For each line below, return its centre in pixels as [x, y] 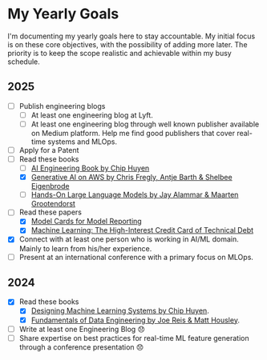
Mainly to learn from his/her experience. [85, 248]
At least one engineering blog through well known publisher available [145, 124]
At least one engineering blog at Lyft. [92, 115]
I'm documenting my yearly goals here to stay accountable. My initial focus [131, 36]
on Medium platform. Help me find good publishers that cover [133, 133]
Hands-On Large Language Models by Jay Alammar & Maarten [135, 195]
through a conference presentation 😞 [81, 347]
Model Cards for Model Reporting [86, 222]
